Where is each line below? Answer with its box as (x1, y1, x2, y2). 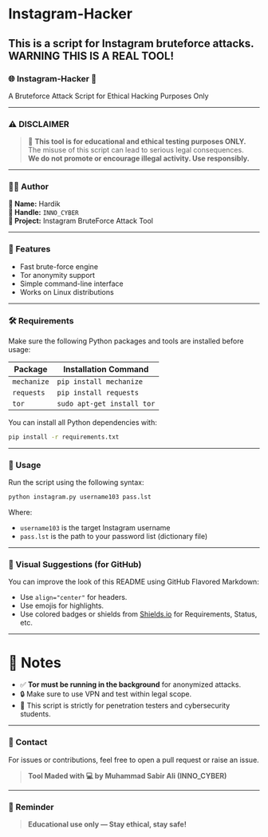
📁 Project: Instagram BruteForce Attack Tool (8, 216, 154, 226)
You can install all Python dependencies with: (8, 418, 157, 427)
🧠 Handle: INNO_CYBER (8, 208, 79, 217)
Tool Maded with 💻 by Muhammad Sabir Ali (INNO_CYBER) (27, 771, 227, 780)
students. (19, 709, 51, 719)
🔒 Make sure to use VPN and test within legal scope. (19, 689, 192, 699)
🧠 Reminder (8, 801, 54, 812)
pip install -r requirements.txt (8, 433, 120, 442)
